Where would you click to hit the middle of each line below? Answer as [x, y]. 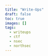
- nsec [16, 41]
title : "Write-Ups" [24, 9]
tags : [10, 28]
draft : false [18, 14]
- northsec [20, 46]
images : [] [16, 23]
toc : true [15, 19]
